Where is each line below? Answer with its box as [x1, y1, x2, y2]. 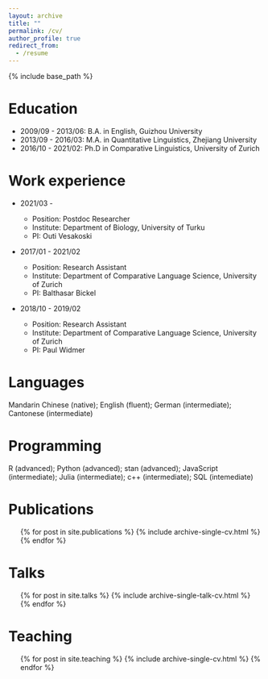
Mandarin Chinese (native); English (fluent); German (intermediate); [8, 400, 232, 410]
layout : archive [8, 11, 63, 20]
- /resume [15, 49, 48, 57]
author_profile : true [8, 34, 81, 43]
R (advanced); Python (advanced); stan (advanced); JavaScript [8, 463, 219, 473]
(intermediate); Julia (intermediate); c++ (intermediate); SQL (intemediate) [8, 472, 254, 481]
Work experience [8, 172, 126, 190]
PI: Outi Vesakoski [31, 231, 93, 240]
